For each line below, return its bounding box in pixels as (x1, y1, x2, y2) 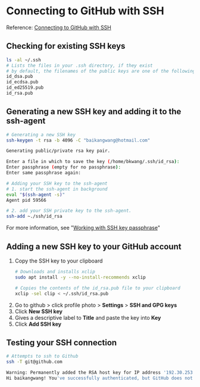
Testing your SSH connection (6, 338, 117, 348)
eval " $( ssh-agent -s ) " (6, 192, 65, 198)
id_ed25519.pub (6, 85, 44, 90)
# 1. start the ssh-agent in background (6, 186, 108, 192)
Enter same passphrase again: (6, 170, 82, 176)
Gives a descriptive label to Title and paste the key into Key (14, 314, 161, 321)
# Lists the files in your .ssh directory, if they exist (6, 63, 153, 68)
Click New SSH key (14, 308, 62, 315)
